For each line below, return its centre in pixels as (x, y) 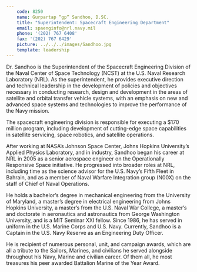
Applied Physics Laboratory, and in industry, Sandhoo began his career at (95, 152)
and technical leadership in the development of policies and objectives (92, 86)
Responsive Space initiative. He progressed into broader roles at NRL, (91, 165)
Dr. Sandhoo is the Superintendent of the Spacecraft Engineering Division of (98, 67)
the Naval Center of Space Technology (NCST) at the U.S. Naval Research (96, 73)
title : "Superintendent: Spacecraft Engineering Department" (93, 22)
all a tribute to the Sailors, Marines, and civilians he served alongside (89, 250)
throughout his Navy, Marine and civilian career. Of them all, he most (89, 257)
